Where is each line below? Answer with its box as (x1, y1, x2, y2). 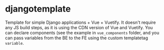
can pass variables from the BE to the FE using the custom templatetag (5, 35, 148, 41)
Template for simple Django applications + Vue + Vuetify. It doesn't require (5, 19, 156, 25)
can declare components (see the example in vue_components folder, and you (5, 30, 160, 35)
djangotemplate (5, 3, 71, 15)
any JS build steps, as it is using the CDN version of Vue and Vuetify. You (5, 24, 153, 30)
